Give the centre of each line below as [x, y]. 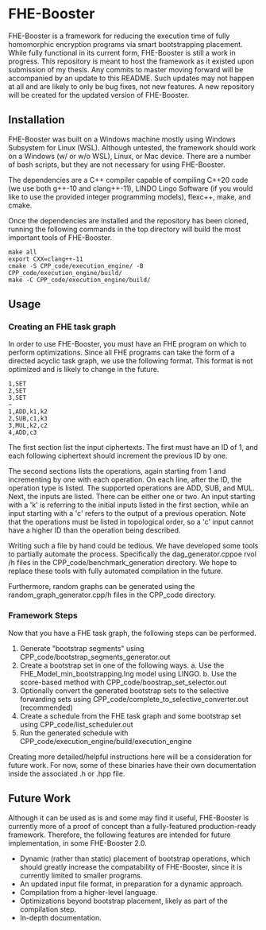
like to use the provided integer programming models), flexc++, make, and [130, 196]
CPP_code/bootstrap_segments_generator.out [95, 657]
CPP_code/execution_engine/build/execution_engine [106, 741]
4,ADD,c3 [23, 433]
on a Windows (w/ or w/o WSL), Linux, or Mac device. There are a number [130, 156]
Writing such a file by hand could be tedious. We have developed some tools [133, 546]
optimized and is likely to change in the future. [84, 370]
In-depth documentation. [60, 917]
